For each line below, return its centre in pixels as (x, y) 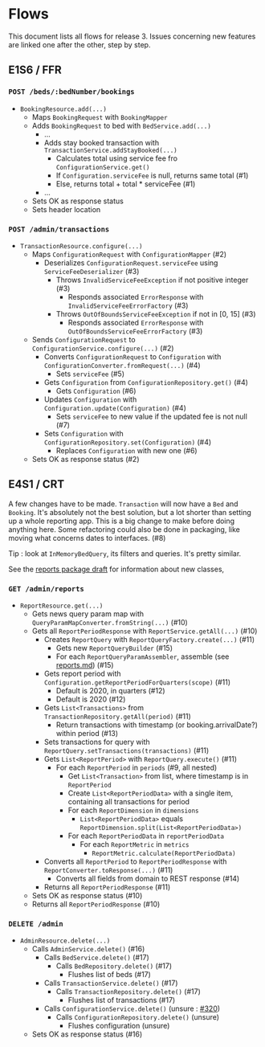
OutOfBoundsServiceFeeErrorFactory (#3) (135, 331)
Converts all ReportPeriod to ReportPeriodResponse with (135, 861)
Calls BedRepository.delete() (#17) (114, 966)
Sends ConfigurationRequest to (84, 339)
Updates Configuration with (90, 399)
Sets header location (66, 209)
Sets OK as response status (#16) (87, 1034)
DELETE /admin (36, 924)
